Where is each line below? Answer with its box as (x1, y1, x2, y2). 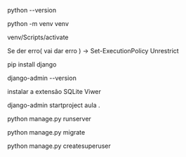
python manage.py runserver (7, 115, 91, 123)
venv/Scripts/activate (7, 33, 69, 41)
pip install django (7, 60, 57, 69)
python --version (7, 6, 57, 14)
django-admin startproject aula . (7, 101, 100, 109)
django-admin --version (7, 74, 77, 82)
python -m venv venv (7, 20, 69, 27)
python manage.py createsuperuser (7, 142, 111, 150)
